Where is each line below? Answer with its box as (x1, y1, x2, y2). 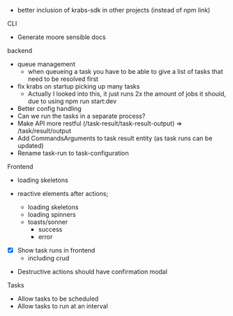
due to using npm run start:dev (27, 97, 117, 105)
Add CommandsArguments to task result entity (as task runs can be (17, 134, 213, 142)
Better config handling (17, 105, 82, 112)
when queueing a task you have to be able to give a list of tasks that (27, 68, 223, 75)
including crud (27, 254, 70, 262)
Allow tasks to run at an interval (17, 302, 108, 310)
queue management (17, 60, 75, 68)
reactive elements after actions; (17, 190, 109, 197)
